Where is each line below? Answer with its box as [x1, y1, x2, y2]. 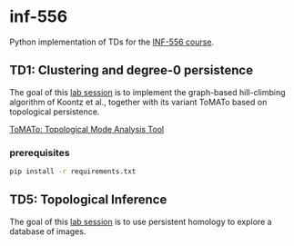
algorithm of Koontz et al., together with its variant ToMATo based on [9, 96, 268, 107]
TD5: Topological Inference [9, 192, 167, 208]
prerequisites [9, 146, 70, 159]
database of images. [9, 225, 86, 237]
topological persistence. [9, 106, 100, 117]
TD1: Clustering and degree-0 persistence [9, 63, 253, 78]
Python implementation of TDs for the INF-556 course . [9, 36, 215, 47]
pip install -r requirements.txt [9, 167, 137, 176]
